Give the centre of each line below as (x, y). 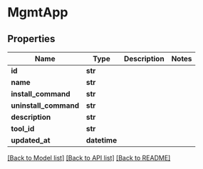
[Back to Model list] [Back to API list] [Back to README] (89, 158)
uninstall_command (45, 106)
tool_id (23, 129)
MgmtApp (38, 12)
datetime (101, 140)
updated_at (31, 140)
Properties (31, 39)
